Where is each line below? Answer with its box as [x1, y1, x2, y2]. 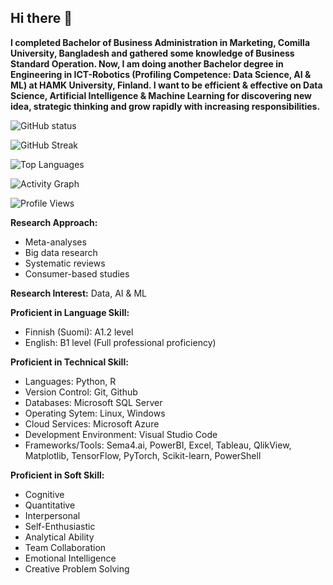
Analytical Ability [24, 531, 95, 543]
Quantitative [24, 499, 76, 511]
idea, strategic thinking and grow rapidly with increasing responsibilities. [10, 100, 321, 112]
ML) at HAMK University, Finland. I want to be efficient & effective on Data [10, 79, 323, 91]
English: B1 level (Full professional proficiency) [24, 336, 217, 348]
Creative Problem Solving [24, 562, 130, 575]
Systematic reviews [24, 257, 106, 269]
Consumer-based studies [24, 267, 130, 280]
